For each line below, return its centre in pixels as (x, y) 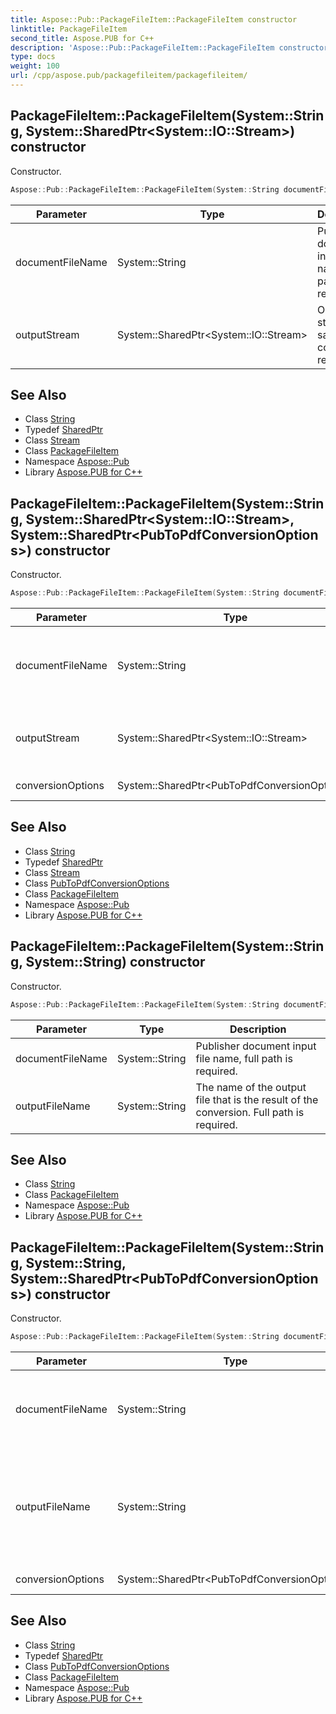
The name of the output (251, 1087)
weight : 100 (35, 66)
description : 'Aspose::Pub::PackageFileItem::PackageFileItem (142, 47)
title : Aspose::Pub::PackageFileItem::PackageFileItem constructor (154, 19)
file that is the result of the (257, 1099)
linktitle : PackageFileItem (69, 29)
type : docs (33, 57)
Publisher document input (256, 1046)
